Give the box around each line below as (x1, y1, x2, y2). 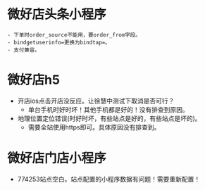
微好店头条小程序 (7, 6, 107, 23)
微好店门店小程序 (7, 151, 107, 166)
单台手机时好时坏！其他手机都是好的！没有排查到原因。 (27, 105, 189, 113)
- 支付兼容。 (7, 46, 40, 53)
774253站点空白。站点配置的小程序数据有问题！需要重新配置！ (17, 175, 201, 183)
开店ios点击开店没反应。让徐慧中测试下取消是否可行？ (17, 96, 175, 105)
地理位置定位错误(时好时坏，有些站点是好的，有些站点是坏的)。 (17, 114, 202, 122)
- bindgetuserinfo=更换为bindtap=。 (7, 39, 111, 46)
